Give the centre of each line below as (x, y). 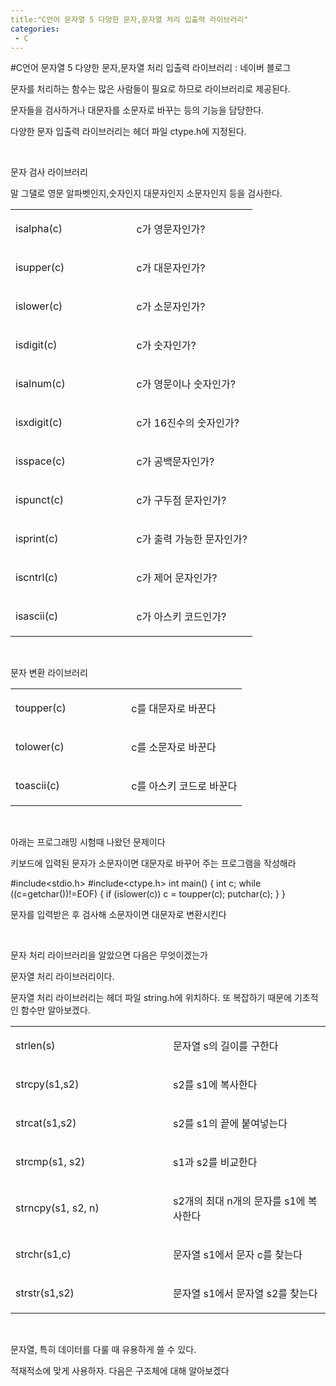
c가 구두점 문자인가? (181, 501)
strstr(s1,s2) (45, 1293)
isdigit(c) (36, 345)
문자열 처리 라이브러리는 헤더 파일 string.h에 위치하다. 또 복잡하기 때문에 (151, 998)
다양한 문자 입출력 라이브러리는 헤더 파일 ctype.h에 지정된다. (128, 132)
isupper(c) (40, 268)
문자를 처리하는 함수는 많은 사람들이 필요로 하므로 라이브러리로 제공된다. (150, 89)
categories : (35, 29)
